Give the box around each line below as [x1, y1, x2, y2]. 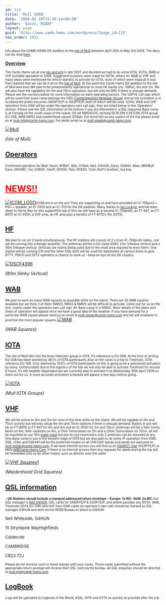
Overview [5, 60, 26, 66]
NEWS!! [5, 183, 38, 194]
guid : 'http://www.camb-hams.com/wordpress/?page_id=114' [5, 30, 127, 35]
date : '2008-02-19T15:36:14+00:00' [5, 16, 79, 21]
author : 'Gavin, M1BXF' [5, 21, 55, 26]
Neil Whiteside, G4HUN [5, 515, 50, 521]
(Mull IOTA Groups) [5, 390, 45, 396]
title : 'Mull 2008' [5, 12, 46, 17]
